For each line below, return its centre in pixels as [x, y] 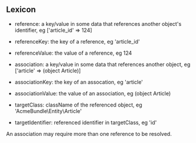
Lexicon [21, 10]
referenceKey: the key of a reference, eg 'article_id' [77, 41]
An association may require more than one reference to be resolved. [89, 134]
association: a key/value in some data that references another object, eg [102, 64]
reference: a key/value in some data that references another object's [98, 24]
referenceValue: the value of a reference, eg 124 [73, 53]
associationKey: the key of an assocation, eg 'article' [79, 82]
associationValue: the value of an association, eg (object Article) [93, 93]
